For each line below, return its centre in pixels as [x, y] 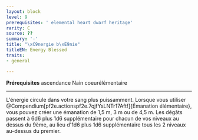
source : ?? [19, 34]
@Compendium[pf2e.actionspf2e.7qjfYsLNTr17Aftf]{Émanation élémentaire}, [99, 106]
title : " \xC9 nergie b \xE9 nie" [43, 45]
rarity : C [18, 28]
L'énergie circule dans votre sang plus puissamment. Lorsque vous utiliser [96, 99]
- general [18, 61]
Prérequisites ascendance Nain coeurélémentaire [67, 82]
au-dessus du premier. [33, 131]
